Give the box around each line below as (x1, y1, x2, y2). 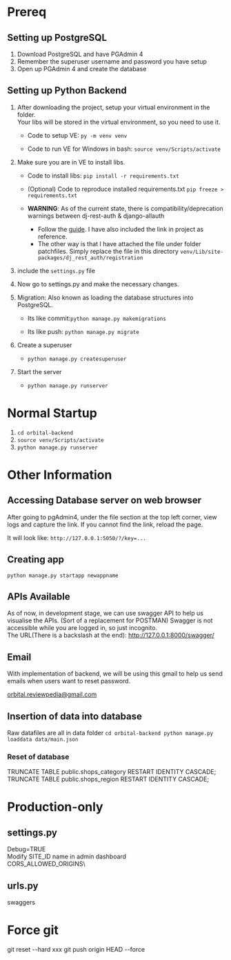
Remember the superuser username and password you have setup (17, 57, 207, 66)
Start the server (17, 367, 62, 376)
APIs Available (7, 591, 70, 602)
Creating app (7, 554, 64, 566)
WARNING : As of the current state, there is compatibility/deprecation (27, 204, 224, 212)
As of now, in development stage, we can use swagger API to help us (7, 609, 203, 618)
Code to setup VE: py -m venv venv (27, 131, 128, 139)
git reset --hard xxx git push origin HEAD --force (7, 945, 145, 954)
